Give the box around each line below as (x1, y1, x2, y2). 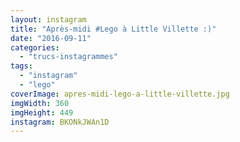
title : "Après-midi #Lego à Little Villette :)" (10, 24, 217, 34)
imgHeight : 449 (10, 107, 74, 118)
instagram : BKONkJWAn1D (10, 117, 110, 127)
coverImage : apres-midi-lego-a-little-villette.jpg (10, 89, 230, 99)
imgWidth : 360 (10, 98, 70, 108)
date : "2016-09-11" (10, 33, 92, 43)
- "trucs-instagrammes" (19, 52, 118, 62)
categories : (10, 42, 60, 53)
